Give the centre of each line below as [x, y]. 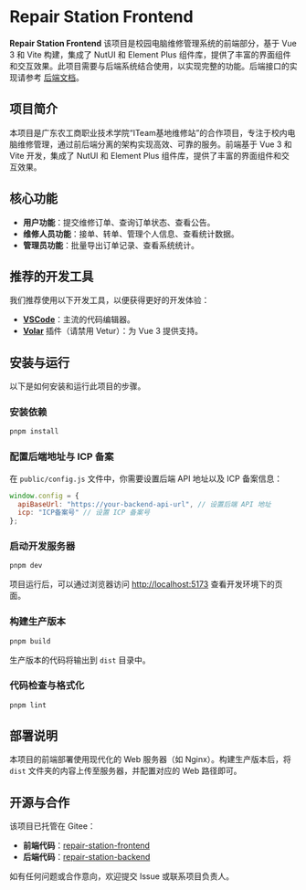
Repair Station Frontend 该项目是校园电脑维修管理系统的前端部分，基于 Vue [153, 43]
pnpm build [30, 641]
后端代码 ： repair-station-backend [86, 857]
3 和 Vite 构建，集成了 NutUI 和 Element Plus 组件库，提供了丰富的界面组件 [150, 54]
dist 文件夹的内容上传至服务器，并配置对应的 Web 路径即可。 [126, 771]
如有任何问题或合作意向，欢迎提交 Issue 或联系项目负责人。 [122, 876]
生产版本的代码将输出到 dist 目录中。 [80, 660]
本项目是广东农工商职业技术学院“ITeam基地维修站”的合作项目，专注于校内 [148, 132]
